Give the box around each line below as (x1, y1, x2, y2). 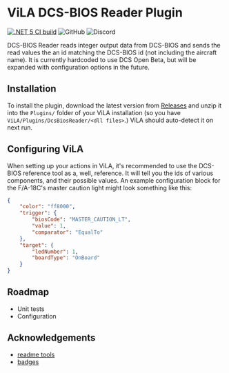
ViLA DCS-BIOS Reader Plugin (7, 5, 183, 21)
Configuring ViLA (7, 143, 84, 155)
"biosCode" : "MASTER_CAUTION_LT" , (32, 216, 131, 223)
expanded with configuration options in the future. (7, 63, 150, 71)
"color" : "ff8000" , (19, 203, 76, 210)
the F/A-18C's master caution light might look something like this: (7, 183, 192, 192)
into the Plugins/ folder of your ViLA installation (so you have (7, 108, 181, 117)
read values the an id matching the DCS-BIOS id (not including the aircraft (7, 48, 217, 57)
